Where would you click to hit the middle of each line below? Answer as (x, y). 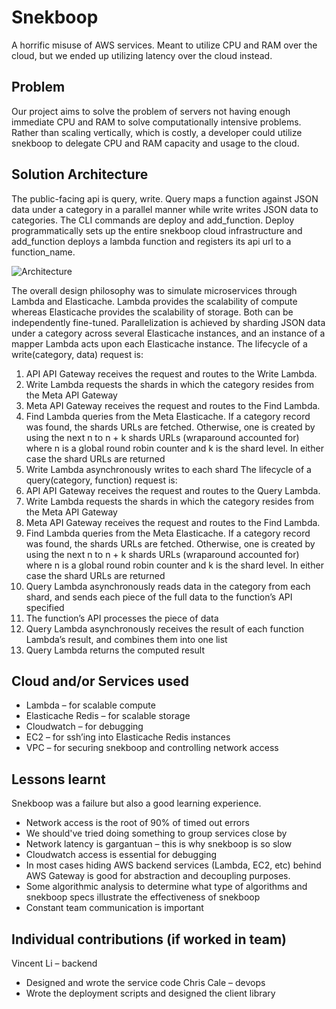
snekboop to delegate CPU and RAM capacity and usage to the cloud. (155, 143)
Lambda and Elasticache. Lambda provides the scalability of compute (154, 301)
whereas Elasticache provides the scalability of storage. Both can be (152, 312)
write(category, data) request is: (77, 354)
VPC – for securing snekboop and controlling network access (152, 748)
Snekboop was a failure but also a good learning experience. (136, 803)
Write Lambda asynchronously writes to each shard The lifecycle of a (168, 469)
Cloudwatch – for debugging (84, 727)
